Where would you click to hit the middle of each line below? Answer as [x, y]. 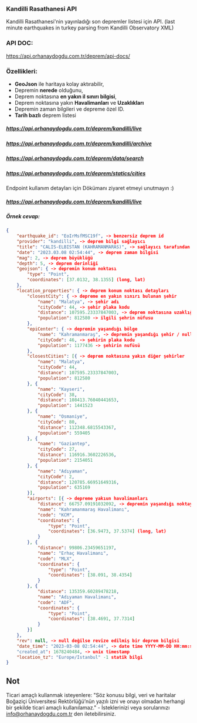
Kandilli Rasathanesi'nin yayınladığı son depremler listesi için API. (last [91, 22]
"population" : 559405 [64, 433]
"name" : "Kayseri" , [61, 389]
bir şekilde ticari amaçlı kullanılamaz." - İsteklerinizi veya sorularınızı [88, 708]
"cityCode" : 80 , [57, 422]
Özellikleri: [22, 71]
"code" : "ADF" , [56, 602]
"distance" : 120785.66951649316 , [78, 482]
